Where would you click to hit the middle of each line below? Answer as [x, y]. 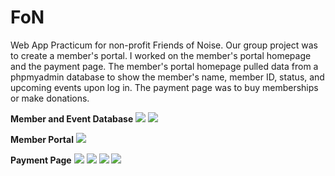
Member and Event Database [72, 118]
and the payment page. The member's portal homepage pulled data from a [164, 66]
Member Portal [42, 139]
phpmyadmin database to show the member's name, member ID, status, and [167, 77]
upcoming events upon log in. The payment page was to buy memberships [164, 87]
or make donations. [50, 98]
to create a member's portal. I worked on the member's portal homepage [161, 55]
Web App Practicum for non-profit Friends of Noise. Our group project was [164, 45]
